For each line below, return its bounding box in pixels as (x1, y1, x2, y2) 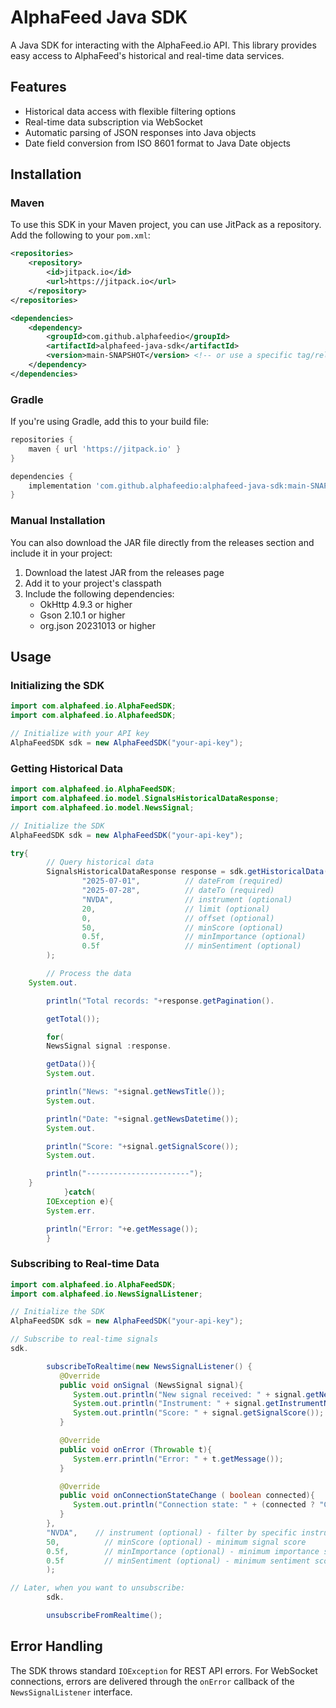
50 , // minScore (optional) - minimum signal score (46, 1537, 307, 1547)
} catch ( (63, 1187, 97, 1198)
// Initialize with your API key (10, 729, 150, 739)
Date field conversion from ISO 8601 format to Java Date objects (24, 137, 291, 149)
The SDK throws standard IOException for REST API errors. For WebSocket (10, 1664, 318, 1676)
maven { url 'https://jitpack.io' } (28, 444, 182, 454)
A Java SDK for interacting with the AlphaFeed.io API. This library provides (10, 39, 317, 51)
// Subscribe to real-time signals (10, 1334, 159, 1345)
